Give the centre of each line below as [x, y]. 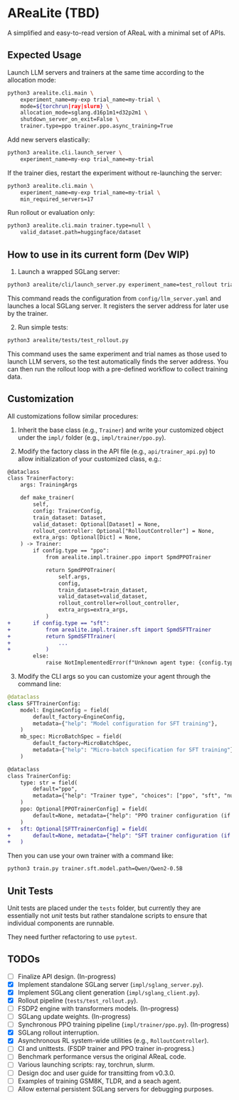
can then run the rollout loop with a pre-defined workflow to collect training [118, 369]
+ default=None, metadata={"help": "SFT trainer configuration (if [119, 835]
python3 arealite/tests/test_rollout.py [68, 340]
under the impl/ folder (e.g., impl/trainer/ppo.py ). [92, 437]
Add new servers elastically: [49, 139]
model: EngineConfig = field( [65, 710]
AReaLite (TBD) [54, 13]
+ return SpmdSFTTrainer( [62, 636]
